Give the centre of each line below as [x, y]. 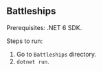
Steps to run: [25, 41]
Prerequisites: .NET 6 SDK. [44, 27]
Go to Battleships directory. [56, 54]
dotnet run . [33, 61]
